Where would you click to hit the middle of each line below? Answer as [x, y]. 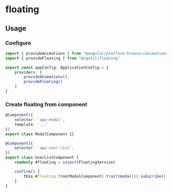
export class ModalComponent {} [40, 134]
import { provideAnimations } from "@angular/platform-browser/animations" [88, 53]
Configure [18, 43]
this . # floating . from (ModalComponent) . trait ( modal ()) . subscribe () [95, 176]
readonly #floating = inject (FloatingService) [65, 162]
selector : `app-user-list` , [44, 148]
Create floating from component [46, 104]
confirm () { [27, 171]
